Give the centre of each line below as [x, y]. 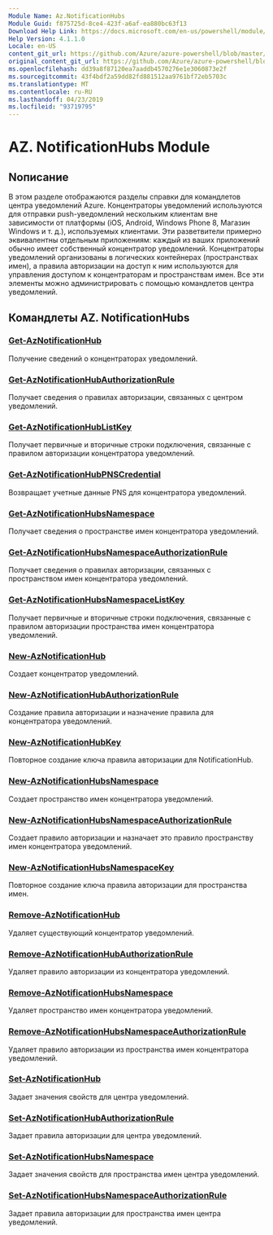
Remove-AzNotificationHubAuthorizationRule [101, 954]
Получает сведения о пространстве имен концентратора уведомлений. [134, 531]
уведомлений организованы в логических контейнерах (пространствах [133, 257]
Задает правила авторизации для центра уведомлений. [105, 1136]
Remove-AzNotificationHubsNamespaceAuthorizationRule [127, 1031]
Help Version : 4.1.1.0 [47, 39]
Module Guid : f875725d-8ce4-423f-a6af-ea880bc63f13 [97, 24]
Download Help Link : [43, 31]
